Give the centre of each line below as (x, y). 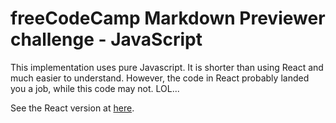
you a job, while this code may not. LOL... (95, 88)
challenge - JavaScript (106, 39)
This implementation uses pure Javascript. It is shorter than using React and (167, 67)
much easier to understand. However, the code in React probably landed (160, 78)
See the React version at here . (72, 108)
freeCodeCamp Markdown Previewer (168, 18)
